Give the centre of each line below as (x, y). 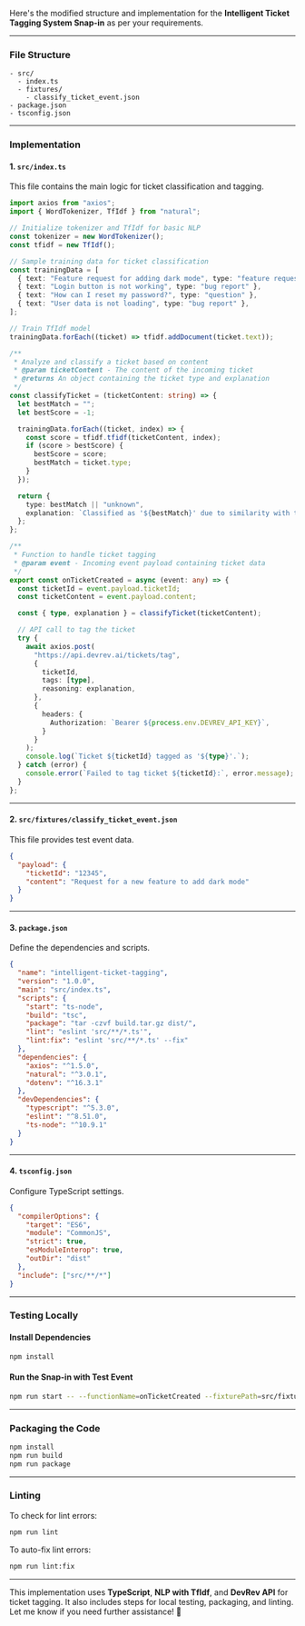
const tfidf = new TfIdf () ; (63, 244)
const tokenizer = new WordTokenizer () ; (87, 237)
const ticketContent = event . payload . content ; (107, 597)
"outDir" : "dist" (59, 1259)
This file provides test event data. (72, 839)
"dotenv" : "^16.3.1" (64, 1082)
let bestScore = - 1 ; (56, 413)
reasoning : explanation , (89, 689)
